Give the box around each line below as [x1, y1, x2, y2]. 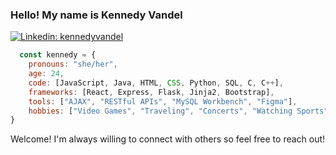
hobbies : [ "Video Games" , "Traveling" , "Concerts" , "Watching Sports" [28, 106, 329, 116]
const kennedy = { [19, 50, 97, 60]
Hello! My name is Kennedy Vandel [10, 8, 183, 22]
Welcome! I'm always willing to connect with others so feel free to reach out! [10, 133, 326, 145]
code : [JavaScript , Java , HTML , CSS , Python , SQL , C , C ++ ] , [28, 78, 284, 88]
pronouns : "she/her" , [28, 59, 118, 70]
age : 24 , [28, 69, 65, 79]
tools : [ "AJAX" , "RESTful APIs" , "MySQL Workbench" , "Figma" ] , [28, 96, 298, 107]
